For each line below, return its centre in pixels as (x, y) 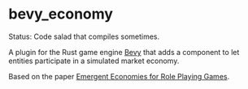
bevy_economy (61, 14)
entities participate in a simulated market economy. (94, 61)
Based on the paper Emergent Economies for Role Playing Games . (119, 76)
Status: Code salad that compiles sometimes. (84, 36)
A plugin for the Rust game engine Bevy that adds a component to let (124, 52)
